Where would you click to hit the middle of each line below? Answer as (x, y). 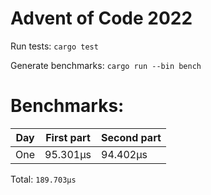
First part (68, 137)
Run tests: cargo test (54, 46)
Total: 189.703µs (43, 179)
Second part (131, 137)
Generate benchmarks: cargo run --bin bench (106, 65)
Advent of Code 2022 (101, 18)
